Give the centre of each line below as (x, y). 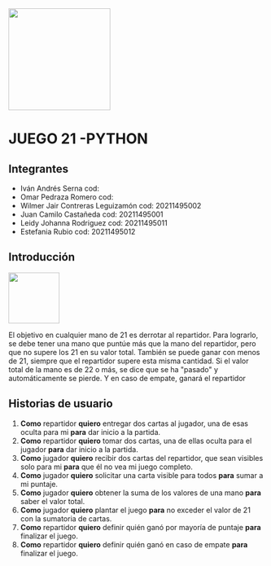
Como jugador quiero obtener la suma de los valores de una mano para (141, 493)
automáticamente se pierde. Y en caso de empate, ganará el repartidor (127, 378)
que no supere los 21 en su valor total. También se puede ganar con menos (134, 352)
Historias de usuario (61, 404)
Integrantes (39, 169)
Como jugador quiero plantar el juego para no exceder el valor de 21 (135, 510)
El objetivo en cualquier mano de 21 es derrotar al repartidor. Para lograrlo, (133, 335)
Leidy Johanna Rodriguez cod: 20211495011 (94, 223)
